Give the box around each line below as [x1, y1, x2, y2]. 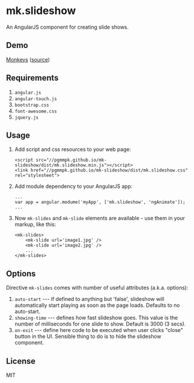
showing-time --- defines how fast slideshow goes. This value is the [14, 314, 178, 322]
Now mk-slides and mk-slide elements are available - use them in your [14, 215, 185, 222]
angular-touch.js [14, 95, 57, 102]
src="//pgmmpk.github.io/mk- [36, 157, 107, 163]
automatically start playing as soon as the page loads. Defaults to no [14, 302, 180, 309]
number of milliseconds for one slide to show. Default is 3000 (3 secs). [14, 320, 186, 327]
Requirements [6, 73, 59, 83]
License [6, 356, 36, 366]
